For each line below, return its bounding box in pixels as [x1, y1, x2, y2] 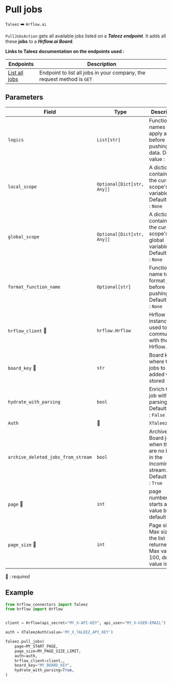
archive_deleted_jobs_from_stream [8, 454, 92, 460]
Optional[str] [96, 284, 132, 290]
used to [149, 324, 167, 331]
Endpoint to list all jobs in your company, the [39, 69, 146, 76]
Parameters [5, 93, 44, 102]
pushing [149, 142, 169, 150]
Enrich [149, 385, 165, 393]
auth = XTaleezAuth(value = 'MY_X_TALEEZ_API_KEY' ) [5, 630, 114, 635]
